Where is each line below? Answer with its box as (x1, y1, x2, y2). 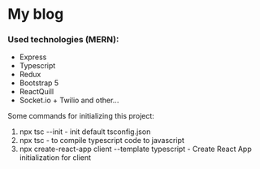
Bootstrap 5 (19, 78, 59, 88)
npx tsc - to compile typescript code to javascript (19, 136, 184, 145)
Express (19, 52, 47, 62)
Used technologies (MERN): (7, 34, 119, 45)
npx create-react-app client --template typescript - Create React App (19, 144, 253, 154)
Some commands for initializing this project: (7, 111, 155, 121)
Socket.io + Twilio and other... (19, 95, 119, 106)
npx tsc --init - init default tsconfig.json (19, 127, 151, 136)
